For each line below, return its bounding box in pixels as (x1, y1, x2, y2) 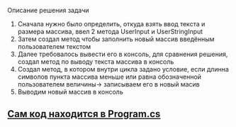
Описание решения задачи (7, 6, 90, 14)
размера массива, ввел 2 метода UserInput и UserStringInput (17, 28, 203, 35)
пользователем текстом (17, 43, 91, 50)
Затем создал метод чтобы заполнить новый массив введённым (17, 35, 215, 43)
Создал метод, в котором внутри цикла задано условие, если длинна (17, 65, 229, 73)
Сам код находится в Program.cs (7, 108, 161, 120)
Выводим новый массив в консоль (17, 88, 123, 96)
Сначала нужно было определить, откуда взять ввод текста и (17, 20, 206, 28)
